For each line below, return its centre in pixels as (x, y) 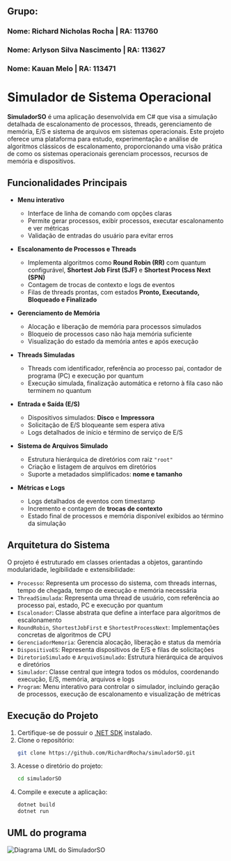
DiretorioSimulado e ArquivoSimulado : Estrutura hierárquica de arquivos (120, 657)
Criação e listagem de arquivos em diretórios (92, 467)
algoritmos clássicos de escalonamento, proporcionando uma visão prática (115, 146)
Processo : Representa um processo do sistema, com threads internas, (117, 583)
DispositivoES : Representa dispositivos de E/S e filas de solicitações (115, 649)
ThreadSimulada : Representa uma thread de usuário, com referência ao (118, 598)
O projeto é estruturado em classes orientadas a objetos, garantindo (105, 562)
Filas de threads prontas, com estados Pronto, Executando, (113, 292)
